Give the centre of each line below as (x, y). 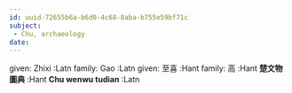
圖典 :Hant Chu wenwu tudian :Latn (75, 80)
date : (19, 42)
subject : (25, 26)
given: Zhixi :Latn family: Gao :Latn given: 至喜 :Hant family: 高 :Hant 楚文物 (146, 68)
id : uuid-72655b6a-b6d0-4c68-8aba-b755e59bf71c (99, 17)
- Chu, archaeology (49, 34)
